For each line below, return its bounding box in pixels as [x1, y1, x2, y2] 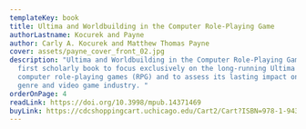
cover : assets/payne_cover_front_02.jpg [9, 47, 166, 56]
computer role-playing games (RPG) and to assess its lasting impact [17, 73, 287, 82]
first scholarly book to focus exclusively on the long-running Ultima [17, 64, 296, 74]
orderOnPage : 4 [9, 89, 67, 98]
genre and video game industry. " [17, 81, 148, 90]
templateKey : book [9, 13, 79, 23]
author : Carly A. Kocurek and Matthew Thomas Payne [9, 38, 209, 48]
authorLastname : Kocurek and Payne [9, 30, 145, 39]
